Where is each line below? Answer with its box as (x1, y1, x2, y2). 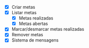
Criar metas (11, 4, 36, 10)
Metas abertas (18, 21, 48, 26)
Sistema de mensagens (11, 37, 59, 43)
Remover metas (11, 32, 43, 38)
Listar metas (11, 10, 37, 16)
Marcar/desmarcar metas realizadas (11, 26, 85, 32)
